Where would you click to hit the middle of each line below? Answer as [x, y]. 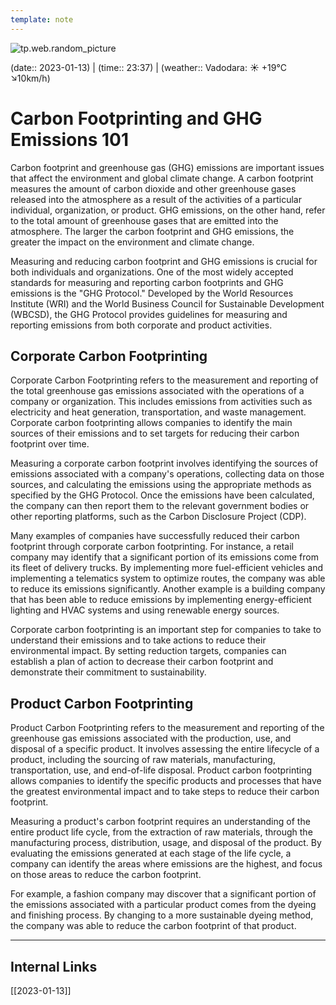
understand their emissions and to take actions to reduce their [138, 640]
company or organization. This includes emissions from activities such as [161, 402]
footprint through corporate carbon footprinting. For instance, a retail [152, 547]
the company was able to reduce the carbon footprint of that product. [153, 926]
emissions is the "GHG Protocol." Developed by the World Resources [152, 293]
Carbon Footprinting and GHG [136, 118]
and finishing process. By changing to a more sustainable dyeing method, [162, 915]
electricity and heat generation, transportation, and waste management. [158, 412]
